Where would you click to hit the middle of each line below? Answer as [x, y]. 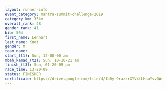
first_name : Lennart [27, 38]
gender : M [15, 46]
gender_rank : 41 [22, 28]
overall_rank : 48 [23, 23]
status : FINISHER [23, 74]
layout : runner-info [27, 10]
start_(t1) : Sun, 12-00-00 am [37, 56]
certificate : [19, 79]
